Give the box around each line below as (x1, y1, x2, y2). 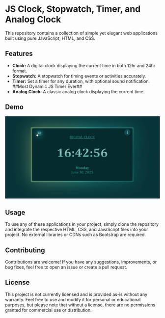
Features (5, 50, 33, 58)
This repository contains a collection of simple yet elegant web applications (5, 30, 158, 36)
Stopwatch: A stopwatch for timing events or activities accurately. (12, 73, 146, 79)
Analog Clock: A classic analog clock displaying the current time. (12, 88, 145, 94)
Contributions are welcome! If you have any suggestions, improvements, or (5, 259, 157, 265)
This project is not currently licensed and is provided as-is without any (5, 291, 148, 297)
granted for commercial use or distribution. (5, 307, 92, 313)
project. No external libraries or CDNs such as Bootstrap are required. (5, 232, 146, 238)
